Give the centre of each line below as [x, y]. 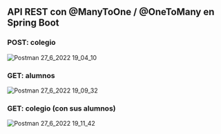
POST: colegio [32, 43]
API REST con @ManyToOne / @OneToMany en [111, 12]
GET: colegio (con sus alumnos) [61, 108]
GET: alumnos [31, 75]
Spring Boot [33, 23]
